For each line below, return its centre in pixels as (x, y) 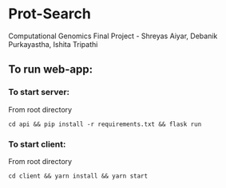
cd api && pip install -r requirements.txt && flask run (105, 124)
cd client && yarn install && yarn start (78, 176)
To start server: (39, 92)
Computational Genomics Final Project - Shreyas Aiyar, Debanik (113, 36)
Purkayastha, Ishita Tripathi (53, 44)
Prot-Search (50, 14)
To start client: (37, 144)
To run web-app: (51, 70)
